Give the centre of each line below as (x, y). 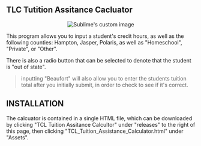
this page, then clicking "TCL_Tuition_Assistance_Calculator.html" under (95, 131)
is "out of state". (26, 67)
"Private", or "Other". (32, 49)
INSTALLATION (35, 104)
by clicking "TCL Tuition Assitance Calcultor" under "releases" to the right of (101, 124)
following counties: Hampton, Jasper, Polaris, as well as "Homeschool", (94, 42)
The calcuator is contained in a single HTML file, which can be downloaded (99, 118)
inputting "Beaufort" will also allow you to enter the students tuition (104, 78)
